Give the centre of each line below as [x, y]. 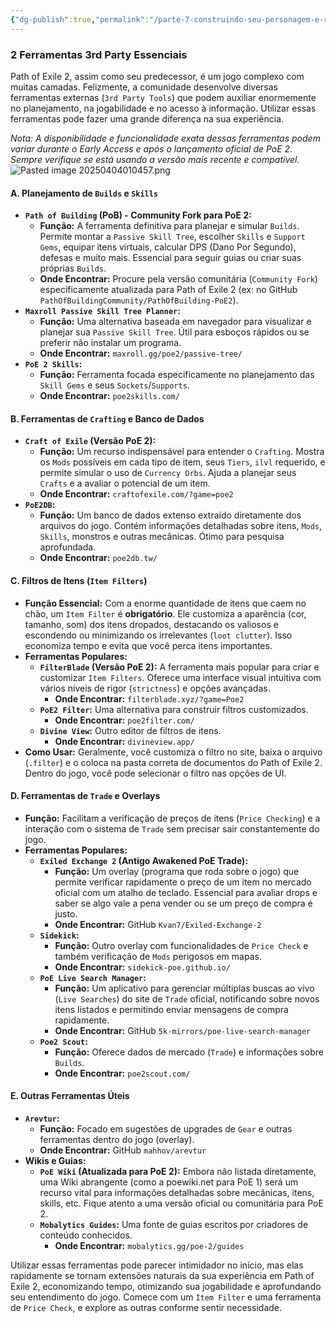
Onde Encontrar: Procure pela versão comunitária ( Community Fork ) [178, 279]
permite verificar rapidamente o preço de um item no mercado [183, 882]
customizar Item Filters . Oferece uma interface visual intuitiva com [180, 677]
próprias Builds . [73, 268]
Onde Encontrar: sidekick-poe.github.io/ [142, 967]
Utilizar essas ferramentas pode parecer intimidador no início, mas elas [157, 1265]
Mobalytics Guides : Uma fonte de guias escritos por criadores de [174, 1224]
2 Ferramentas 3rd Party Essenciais [99, 54]
